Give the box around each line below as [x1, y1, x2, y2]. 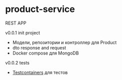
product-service [5, 3, 75, 15]
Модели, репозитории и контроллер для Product [12, 39, 117, 45]
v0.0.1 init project [5, 29, 40, 35]
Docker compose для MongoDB [12, 50, 79, 56]
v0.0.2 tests [5, 59, 30, 65]
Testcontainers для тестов [12, 69, 68, 75]
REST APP [5, 20, 27, 26]
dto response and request [12, 44, 66, 50]
